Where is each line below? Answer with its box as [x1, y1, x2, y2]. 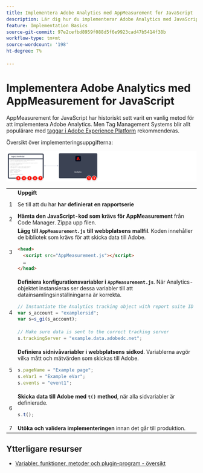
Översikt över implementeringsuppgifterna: [6, 139, 114, 146]
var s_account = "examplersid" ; [18, 310, 99, 316]
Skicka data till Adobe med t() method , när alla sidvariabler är [18, 393, 175, 400]
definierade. [18, 399, 48, 406]
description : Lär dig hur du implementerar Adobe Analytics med [6, 16, 172, 22]
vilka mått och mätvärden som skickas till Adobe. [18, 354, 139, 362]
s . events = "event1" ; [18, 380, 72, 386]
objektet [18, 284, 38, 292]
